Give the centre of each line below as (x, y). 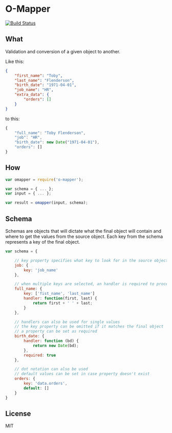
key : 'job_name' (41, 270)
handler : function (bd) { (51, 341)
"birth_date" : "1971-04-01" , (46, 85)
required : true (40, 355)
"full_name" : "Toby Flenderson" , (50, 133)
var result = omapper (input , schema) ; (47, 203)
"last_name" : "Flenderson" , (44, 80)
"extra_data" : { (32, 95)
